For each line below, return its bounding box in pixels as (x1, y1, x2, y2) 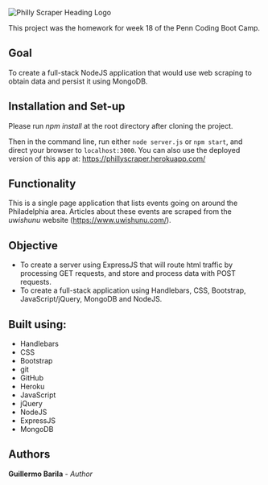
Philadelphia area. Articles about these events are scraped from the (8, 207, 232, 216)
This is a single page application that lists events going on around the (8, 198, 238, 208)
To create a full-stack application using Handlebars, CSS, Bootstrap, (19, 286, 247, 295)
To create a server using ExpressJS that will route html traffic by (19, 260, 233, 269)
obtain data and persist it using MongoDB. (8, 76, 148, 86)
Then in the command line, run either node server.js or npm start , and (8, 137, 243, 146)
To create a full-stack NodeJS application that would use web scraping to (8, 68, 252, 77)
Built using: (8, 318, 67, 331)
